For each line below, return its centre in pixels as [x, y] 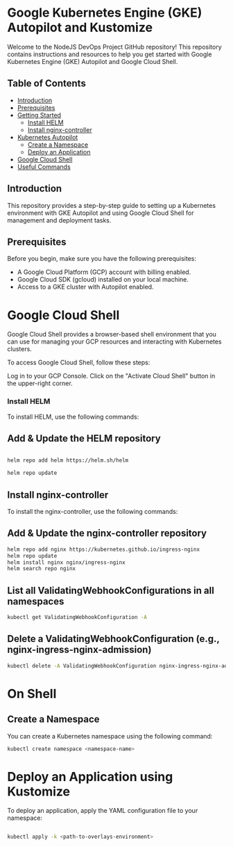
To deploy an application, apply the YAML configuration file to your [103, 811]
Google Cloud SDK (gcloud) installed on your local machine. [103, 280]
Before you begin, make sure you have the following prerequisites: [102, 259]
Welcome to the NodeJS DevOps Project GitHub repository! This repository [114, 47]
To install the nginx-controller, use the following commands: [93, 511]
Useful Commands [44, 167]
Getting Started [39, 115]
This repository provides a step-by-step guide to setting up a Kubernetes [112, 205]
